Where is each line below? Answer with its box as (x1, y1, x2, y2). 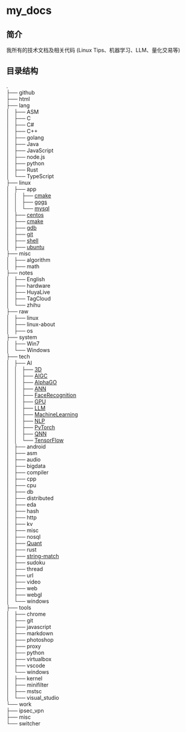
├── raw (6, 307, 29, 315)
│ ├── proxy (6, 642, 41, 650)
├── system (6, 333, 37, 341)
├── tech (6, 353, 30, 360)
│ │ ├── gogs (6, 198, 47, 205)
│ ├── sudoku (6, 559, 45, 566)
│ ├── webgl (6, 591, 42, 598)
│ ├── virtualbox (6, 655, 52, 662)
